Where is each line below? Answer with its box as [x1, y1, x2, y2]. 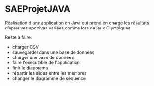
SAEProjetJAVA [5, 3, 71, 15]
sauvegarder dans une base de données [12, 49, 95, 55]
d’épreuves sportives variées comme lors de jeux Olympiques [5, 25, 131, 30]
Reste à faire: [5, 34, 32, 40]
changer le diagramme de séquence [12, 75, 86, 81]
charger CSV [12, 44, 38, 50]
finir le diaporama [12, 65, 48, 71]
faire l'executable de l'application [12, 59, 80, 65]
